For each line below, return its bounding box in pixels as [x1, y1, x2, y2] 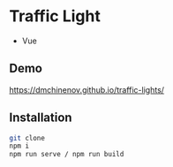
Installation [9, 110, 72, 125]
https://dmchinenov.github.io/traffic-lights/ [9, 84, 165, 95]
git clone [9, 133, 46, 142]
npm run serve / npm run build [9, 150, 124, 159]
